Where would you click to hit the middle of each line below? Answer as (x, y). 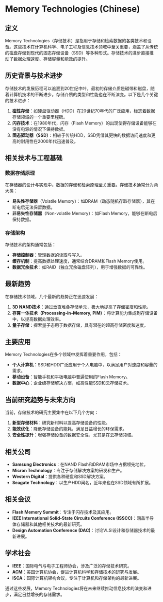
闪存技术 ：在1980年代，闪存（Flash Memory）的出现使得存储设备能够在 (84, 123)
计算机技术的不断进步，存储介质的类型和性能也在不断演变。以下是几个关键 (83, 94)
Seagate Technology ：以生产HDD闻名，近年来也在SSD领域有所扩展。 (83, 483)
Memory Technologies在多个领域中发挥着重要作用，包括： (64, 354)
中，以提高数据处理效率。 (38, 319)
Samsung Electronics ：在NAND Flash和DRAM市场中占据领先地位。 (80, 464)
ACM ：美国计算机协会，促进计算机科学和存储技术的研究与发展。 (77, 572)
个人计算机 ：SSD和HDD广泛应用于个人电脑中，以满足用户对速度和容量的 (85, 365)
